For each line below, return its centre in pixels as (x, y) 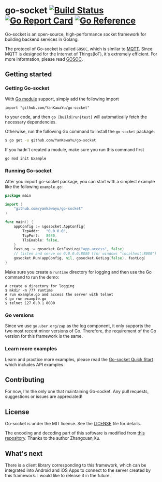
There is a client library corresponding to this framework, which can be (76, 465)
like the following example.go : (34, 187)
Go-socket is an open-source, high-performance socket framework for (76, 34)
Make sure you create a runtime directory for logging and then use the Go (78, 272)
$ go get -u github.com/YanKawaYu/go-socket (51, 140)
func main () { (19, 222)
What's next (24, 454)
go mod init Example (26, 158)
